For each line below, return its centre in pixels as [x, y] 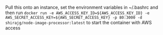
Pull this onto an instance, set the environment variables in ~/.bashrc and [82, 7]
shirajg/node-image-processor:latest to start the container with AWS [78, 23]
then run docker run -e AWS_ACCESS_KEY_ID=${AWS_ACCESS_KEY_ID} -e [77, 13]
